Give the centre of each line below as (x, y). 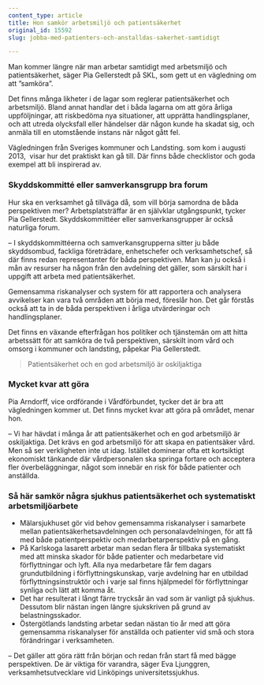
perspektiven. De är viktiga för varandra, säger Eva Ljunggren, (109, 664)
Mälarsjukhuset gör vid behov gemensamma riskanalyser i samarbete (132, 523)
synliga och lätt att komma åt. (67, 590)
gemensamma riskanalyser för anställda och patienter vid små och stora (137, 632)
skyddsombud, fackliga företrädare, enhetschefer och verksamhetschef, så (130, 251)
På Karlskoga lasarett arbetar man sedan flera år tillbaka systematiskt (132, 548)
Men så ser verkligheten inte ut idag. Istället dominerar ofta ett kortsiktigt (126, 450)
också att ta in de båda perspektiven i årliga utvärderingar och (109, 308)
